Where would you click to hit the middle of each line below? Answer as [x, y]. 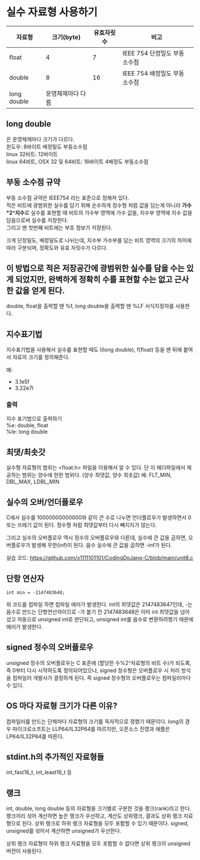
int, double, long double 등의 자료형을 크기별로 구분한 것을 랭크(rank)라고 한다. [99, 809]
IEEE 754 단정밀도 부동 [153, 53]
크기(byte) [66, 37]
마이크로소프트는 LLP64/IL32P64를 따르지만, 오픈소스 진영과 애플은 [91, 729]
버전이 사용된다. [25, 851]
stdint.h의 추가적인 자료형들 [55, 756]
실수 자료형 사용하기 [52, 12]
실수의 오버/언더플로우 [45, 502]
